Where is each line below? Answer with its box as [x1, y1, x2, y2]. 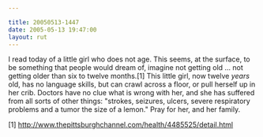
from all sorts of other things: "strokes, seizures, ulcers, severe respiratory [8, 96, 250, 106]
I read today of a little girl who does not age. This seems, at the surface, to [8, 54, 250, 64]
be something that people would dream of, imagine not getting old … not [8, 63, 243, 72]
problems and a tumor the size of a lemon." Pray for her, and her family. [8, 105, 241, 114]
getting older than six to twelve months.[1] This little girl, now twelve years [8, 72, 250, 81]
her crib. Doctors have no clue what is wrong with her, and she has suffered [8, 88, 255, 98]
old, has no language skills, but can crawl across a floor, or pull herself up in [8, 80, 256, 89]
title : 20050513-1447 [8, 18, 80, 26]
